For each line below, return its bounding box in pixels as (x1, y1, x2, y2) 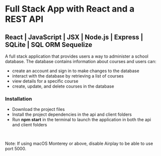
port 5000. (5, 146, 27, 152)
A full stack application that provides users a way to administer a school (5, 53, 149, 59)
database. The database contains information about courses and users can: (5, 59, 157, 64)
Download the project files (12, 107, 65, 112)
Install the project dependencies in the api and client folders (12, 111, 132, 117)
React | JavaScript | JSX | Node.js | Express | (5, 33, 143, 41)
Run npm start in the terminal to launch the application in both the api (12, 117, 151, 123)
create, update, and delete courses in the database (12, 83, 114, 89)
